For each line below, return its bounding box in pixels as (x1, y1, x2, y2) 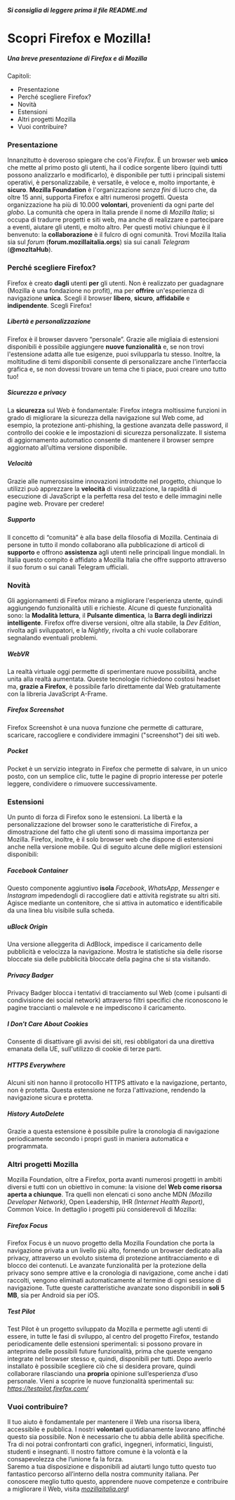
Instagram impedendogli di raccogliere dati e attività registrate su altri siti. (7, 891, 221, 900)
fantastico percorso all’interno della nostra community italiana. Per (7, 1470, 199, 1478)
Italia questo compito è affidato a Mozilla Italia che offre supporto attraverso (7, 555, 227, 564)
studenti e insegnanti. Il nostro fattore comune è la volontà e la (7, 1447, 188, 1456)
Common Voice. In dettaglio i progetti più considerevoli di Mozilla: (7, 1205, 197, 1214)
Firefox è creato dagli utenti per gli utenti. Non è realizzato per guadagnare (7, 278, 224, 287)
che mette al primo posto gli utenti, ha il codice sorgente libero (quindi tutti (7, 163, 222, 172)
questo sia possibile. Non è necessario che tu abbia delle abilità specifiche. (7, 1433, 224, 1441)
